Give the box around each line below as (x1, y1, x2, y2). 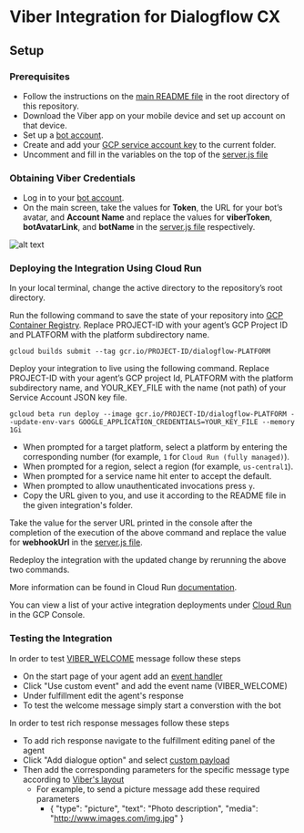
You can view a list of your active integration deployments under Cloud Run (9, 599, 292, 610)
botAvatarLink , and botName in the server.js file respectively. (22, 222, 256, 233)
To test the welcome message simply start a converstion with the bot (22, 700, 281, 711)
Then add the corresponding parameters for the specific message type (22, 764, 289, 775)
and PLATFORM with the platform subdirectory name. (9, 329, 210, 340)
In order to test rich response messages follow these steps (9, 717, 230, 728)
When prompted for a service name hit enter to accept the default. (22, 471, 272, 482)
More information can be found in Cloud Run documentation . (9, 582, 238, 593)
